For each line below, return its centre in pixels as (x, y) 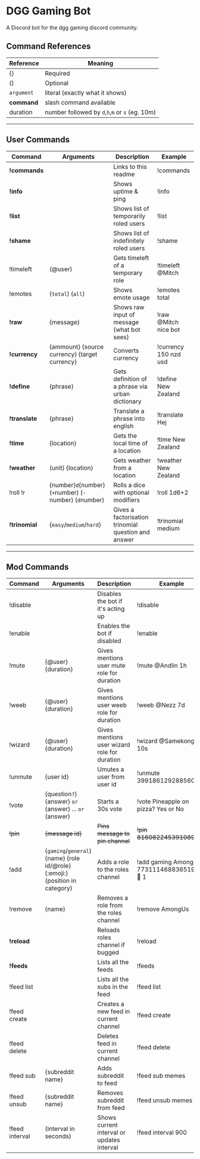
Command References (49, 46)
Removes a (113, 898)
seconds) (58, 1136)
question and (132, 532)
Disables (110, 594)
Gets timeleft (131, 258)
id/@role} (58, 866)
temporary (128, 273)
